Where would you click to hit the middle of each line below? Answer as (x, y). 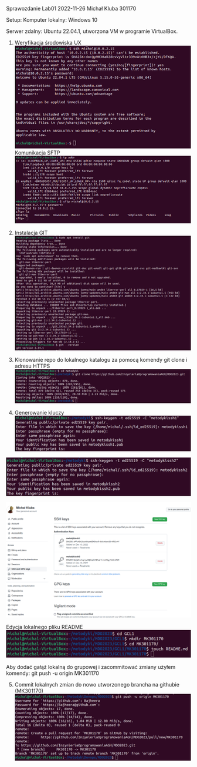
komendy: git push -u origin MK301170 (53, 673)
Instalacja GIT (31, 233)
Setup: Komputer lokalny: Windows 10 (52, 20)
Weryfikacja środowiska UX (48, 43)
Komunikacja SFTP (37, 153)
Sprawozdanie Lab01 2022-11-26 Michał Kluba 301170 (71, 9)
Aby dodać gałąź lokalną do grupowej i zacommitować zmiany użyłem (91, 667)
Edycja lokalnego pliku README (45, 627)
